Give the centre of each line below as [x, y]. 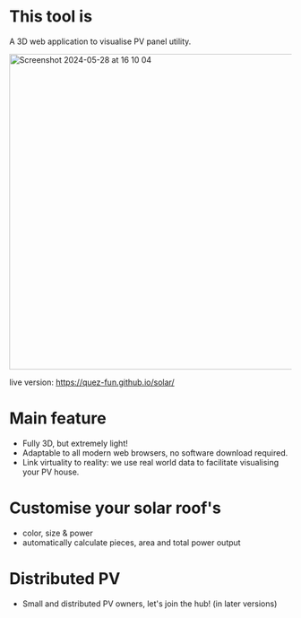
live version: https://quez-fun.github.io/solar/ [92, 382]
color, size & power [58, 533]
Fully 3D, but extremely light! [75, 443]
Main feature [58, 418]
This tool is [51, 17]
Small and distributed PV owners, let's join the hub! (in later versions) [150, 604]
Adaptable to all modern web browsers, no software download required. [155, 453]
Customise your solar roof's [115, 508]
